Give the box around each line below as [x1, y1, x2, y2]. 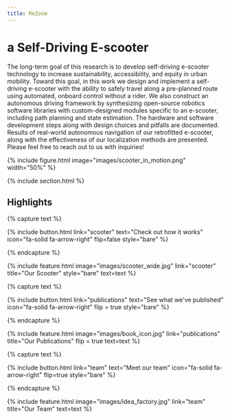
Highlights [7, 196, 53, 208]
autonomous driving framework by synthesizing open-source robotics [7, 99, 205, 107]
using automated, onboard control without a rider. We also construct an [7, 91, 209, 100]
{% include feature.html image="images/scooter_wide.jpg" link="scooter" [7, 262, 216, 270]
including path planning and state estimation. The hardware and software [7, 113, 214, 122]
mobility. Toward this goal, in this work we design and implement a [7, 77, 196, 85]
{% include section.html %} [7, 177, 85, 185]
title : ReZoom [7, 10, 48, 17]
